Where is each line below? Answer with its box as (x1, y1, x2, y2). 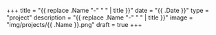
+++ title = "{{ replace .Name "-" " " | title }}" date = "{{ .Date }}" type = (6, 7, 209, 14)
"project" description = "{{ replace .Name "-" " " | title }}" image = (6, 13, 193, 22)
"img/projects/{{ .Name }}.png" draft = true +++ (6, 21, 142, 28)
